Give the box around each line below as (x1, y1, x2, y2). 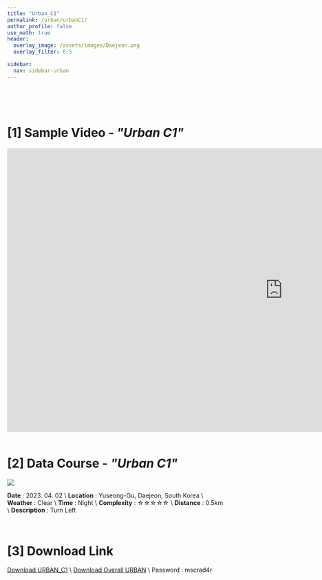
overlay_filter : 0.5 (13, 49, 72, 56)
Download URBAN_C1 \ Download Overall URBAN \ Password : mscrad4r (7, 566, 213, 574)
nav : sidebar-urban (13, 67, 69, 74)
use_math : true (7, 29, 51, 36)
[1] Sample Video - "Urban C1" (7, 125, 184, 140)
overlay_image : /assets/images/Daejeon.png (13, 42, 140, 49)
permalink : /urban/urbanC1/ (7, 17, 88, 23)
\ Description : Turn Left (7, 506, 76, 514)
